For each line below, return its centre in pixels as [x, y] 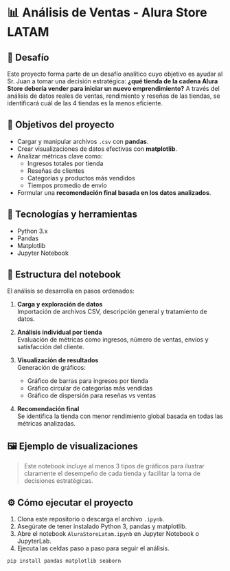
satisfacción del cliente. [50, 347]
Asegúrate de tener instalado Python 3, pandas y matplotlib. [102, 526]
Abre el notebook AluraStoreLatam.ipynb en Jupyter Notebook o [108, 534]
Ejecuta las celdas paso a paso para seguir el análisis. [93, 548]
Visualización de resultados [58, 360]
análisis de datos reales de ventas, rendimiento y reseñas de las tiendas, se [114, 96]
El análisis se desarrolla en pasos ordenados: [71, 291]
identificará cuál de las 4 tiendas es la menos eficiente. [85, 103]
